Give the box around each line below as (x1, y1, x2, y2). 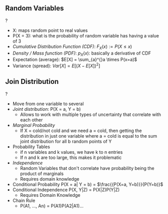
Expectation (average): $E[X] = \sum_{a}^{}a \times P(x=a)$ (12, 57, 137, 63)
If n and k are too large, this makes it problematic (20, 154, 122, 160)
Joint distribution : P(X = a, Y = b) (12, 106, 81, 112)
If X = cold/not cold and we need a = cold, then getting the (20, 127, 142, 134)
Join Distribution (5, 77, 59, 86)
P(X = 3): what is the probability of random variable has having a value (12, 32, 159, 38)
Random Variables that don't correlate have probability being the (20, 165, 155, 171)
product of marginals (20, 170, 64, 177)
